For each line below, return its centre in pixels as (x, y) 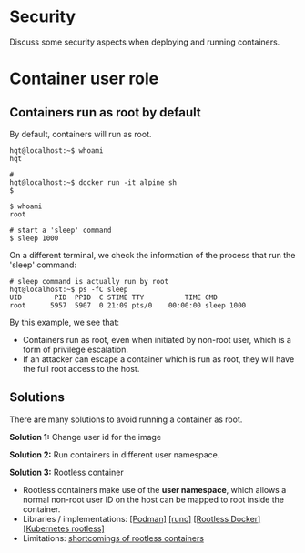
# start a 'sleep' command (61, 230)
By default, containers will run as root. (81, 134)
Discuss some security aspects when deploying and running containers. (145, 42)
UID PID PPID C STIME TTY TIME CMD (114, 297)
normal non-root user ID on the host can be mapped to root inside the (153, 499)
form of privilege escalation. (76, 349)
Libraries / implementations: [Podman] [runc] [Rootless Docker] (142, 518)
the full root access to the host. (81, 368)
